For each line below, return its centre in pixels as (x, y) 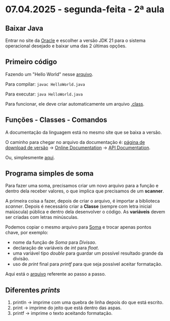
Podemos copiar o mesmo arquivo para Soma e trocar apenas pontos (78, 227)
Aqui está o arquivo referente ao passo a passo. (56, 274)
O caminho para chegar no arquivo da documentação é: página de (75, 142)
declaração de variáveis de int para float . (56, 248)
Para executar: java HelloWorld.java (44, 94)
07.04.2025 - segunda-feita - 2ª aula (85, 9)
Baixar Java (24, 28)
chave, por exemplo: (27, 233)
